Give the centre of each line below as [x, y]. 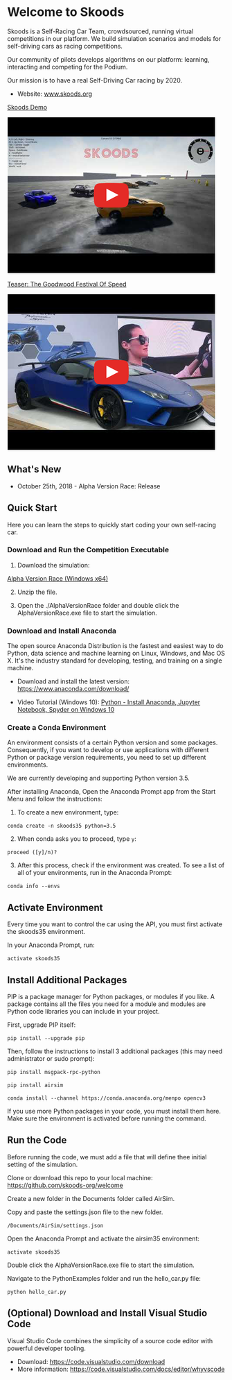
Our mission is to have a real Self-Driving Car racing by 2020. [95, 80]
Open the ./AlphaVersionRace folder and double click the [98, 605]
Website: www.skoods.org [54, 94]
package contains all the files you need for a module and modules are [107, 1004]
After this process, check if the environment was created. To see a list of [121, 865]
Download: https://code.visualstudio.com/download [91, 1361]
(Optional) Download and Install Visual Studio [107, 1313]
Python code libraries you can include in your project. [83, 1012]
